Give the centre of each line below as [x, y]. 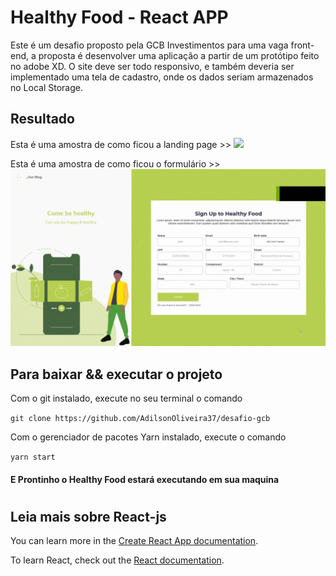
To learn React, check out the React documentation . [117, 560]
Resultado [42, 119]
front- [302, 45]
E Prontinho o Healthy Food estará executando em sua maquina [145, 479]
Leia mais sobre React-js [88, 516]
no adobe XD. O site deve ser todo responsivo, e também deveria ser [152, 66]
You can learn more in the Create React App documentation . [134, 541]
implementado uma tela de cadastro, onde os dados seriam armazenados [162, 77]
